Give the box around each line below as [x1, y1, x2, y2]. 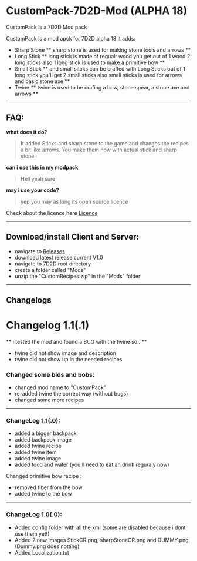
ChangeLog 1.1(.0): [6, 417, 60, 425]
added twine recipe [14, 443, 62, 450]
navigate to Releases [14, 247, 66, 254]
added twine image [14, 455, 62, 462]
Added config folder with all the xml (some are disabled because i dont [14, 524, 186, 531]
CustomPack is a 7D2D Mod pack [6, 24, 87, 31]
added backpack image [14, 436, 72, 443]
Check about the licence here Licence [6, 209, 98, 216]
